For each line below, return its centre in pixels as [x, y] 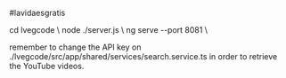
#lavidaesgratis [37, 13]
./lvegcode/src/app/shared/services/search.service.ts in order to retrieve [143, 56]
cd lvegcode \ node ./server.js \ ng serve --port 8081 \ [108, 30]
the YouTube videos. [47, 66]
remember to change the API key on [75, 47]
